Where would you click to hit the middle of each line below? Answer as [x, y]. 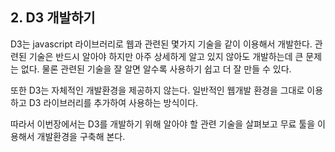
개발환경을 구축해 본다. [81, 136]
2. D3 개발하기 [53, 18]
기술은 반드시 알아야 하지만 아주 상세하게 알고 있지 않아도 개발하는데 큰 [166, 56]
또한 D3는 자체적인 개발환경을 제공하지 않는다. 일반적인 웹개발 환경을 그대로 [157, 90]
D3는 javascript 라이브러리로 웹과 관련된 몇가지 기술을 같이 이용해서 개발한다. [161, 44]
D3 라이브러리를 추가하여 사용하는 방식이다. [113, 102]
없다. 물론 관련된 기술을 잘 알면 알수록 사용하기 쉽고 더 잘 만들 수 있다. [156, 69]
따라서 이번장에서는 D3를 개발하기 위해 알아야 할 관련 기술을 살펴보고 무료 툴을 [163, 124]
